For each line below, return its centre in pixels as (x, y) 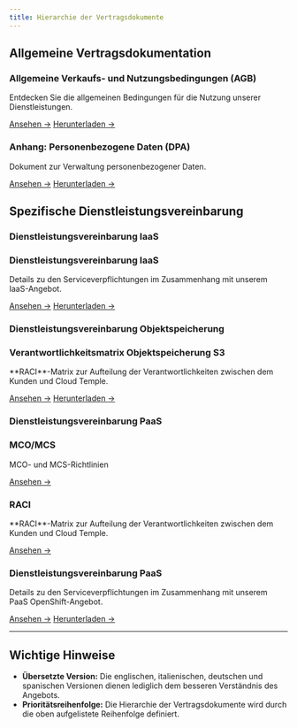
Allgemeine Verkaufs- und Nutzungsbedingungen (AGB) (133, 78)
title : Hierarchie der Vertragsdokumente (87, 17)
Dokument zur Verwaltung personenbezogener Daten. (108, 166)
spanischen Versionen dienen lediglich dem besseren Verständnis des (150, 686)
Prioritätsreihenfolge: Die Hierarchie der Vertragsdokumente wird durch (154, 705)
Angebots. (41, 695)
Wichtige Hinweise (62, 655)
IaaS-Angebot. (35, 289)
